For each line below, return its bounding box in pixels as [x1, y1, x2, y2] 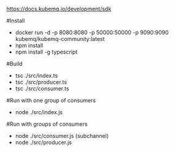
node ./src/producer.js [15, 139, 72, 146]
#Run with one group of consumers [6, 97, 96, 104]
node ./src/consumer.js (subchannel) [15, 132, 109, 139]
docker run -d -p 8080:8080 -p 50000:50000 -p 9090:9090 [15, 29, 169, 36]
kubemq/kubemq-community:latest [15, 35, 105, 42]
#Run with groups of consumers [6, 120, 88, 128]
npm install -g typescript [15, 48, 78, 56]
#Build [6, 60, 23, 67]
